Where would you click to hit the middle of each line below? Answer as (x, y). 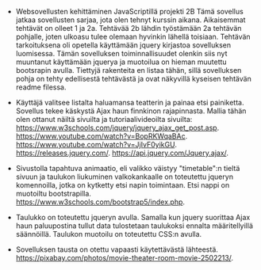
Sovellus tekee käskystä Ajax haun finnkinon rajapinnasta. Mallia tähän (131, 111)
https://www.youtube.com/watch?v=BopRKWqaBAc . (102, 136)
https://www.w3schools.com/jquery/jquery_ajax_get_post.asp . (117, 127)
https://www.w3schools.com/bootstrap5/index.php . (100, 202)
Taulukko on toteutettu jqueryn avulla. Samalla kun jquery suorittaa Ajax (133, 217)
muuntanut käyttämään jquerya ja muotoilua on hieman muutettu (121, 62)
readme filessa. (41, 87)
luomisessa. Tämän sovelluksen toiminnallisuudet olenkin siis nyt (121, 53)
